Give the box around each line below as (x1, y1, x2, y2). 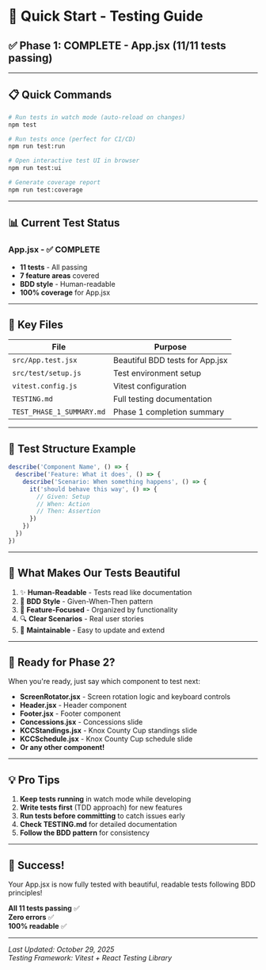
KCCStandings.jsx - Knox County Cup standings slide (19, 726, 198, 736)
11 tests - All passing (19, 262, 88, 272)
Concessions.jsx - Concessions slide (19, 717, 143, 727)
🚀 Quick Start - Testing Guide (8, 7, 203, 25)
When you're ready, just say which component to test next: (8, 677, 200, 686)
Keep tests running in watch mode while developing (19, 794, 192, 804)
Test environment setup (113, 368, 202, 379)
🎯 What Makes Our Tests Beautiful (8, 566, 180, 580)
